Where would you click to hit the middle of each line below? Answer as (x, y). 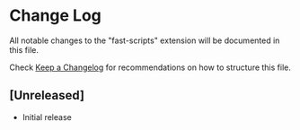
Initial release (47, 117)
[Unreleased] (47, 95)
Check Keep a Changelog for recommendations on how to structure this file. (150, 67)
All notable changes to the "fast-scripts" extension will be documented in (145, 40)
